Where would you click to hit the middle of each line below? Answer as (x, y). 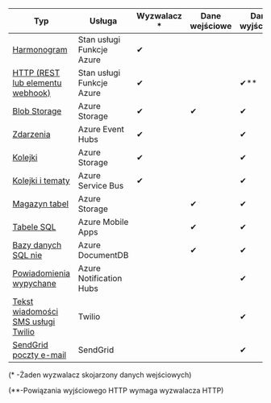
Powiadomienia (42, 273)
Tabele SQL (34, 227)
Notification (100, 278)
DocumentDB (103, 255)
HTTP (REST (36, 73)
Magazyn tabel (41, 204)
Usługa (104, 21)
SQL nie (27, 255)
